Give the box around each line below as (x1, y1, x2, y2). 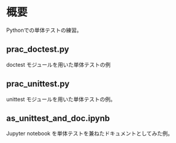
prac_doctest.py (6, 44, 69, 55)
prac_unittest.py (6, 79, 70, 89)
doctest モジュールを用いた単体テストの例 (6, 61, 111, 68)
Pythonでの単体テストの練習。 (6, 26, 83, 34)
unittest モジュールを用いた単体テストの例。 (6, 96, 116, 103)
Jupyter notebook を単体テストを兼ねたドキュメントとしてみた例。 (6, 130, 174, 137)
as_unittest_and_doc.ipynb (6, 113, 110, 123)
